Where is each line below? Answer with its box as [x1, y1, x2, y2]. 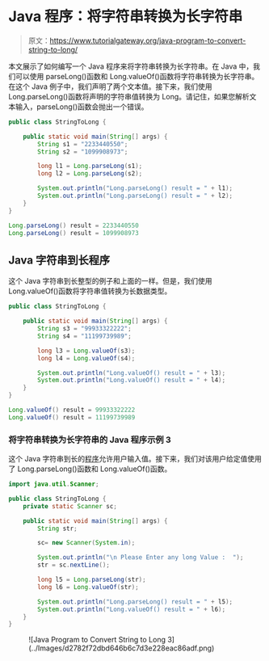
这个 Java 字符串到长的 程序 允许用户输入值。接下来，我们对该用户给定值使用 [8, 454, 263, 464]
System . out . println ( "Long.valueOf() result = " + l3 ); [37, 368, 226, 377]
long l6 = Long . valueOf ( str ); [37, 583, 139, 591]
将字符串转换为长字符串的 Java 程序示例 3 [8, 434, 171, 445]
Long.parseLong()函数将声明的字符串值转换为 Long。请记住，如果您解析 [8, 91, 250, 101]
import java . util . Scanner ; [8, 480, 99, 489]
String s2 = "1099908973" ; [37, 147, 128, 156]
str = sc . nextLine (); [37, 561, 111, 570]
